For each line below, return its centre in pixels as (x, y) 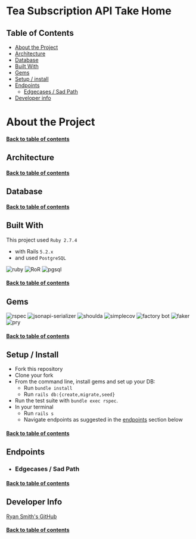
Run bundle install (48, 388)
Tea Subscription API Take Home (89, 11)
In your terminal (34, 407)
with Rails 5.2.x (34, 251)
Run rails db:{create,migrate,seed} (69, 394)
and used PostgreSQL (41, 258)
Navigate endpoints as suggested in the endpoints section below (103, 420)
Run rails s (39, 413)
